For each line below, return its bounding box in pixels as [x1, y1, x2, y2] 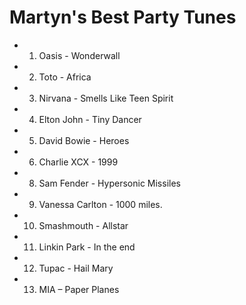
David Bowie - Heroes [38, 134, 130, 146]
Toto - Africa [38, 71, 92, 83]
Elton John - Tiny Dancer [38, 113, 142, 125]
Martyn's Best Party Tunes [9, 6, 237, 29]
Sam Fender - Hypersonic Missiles [38, 177, 181, 189]
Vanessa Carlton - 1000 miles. [38, 198, 163, 210]
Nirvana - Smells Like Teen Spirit [38, 92, 174, 104]
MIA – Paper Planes [38, 283, 120, 295]
